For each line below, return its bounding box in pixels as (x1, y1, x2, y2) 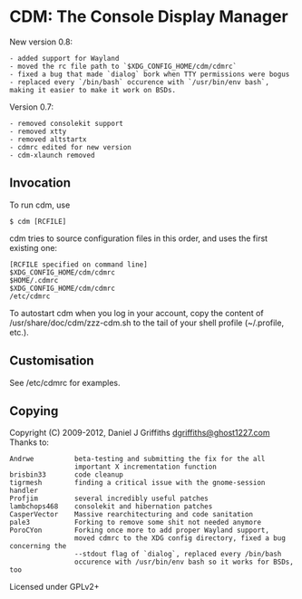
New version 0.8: (9, 36, 73, 47)
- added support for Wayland (9, 53, 120, 63)
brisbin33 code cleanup (9, 470, 124, 479)
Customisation (9, 353, 94, 369)
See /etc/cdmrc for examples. (9, 377, 121, 388)
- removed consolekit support (9, 119, 124, 128)
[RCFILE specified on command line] (9, 260, 148, 269)
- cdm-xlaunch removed (9, 150, 95, 159)
